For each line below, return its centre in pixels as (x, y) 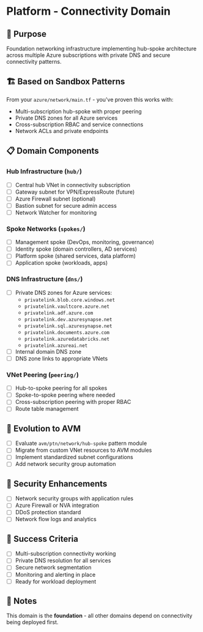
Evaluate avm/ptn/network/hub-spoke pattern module (81, 443)
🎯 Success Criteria (42, 539)
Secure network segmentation (53, 568)
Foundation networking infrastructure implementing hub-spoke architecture (102, 48)
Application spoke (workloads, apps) (61, 263)
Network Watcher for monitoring (56, 212)
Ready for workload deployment (56, 581)
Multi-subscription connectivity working (65, 554)
